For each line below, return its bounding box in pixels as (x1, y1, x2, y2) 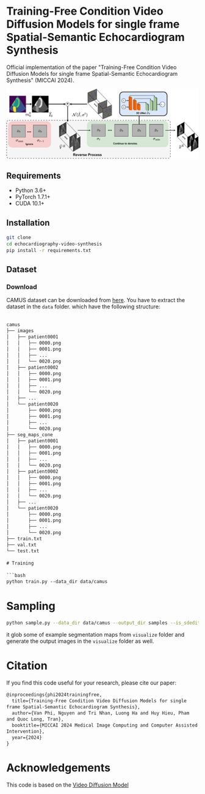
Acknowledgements (6, 761, 111, 775)
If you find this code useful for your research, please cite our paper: (6, 679, 177, 686)
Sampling (6, 599, 56, 613)
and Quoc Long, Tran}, (6, 716, 64, 722)
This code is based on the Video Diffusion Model (6, 781, 129, 788)
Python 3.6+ (15, 187, 47, 194)
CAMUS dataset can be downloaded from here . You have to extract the (6, 297, 185, 304)
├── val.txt (6, 542, 37, 548)
